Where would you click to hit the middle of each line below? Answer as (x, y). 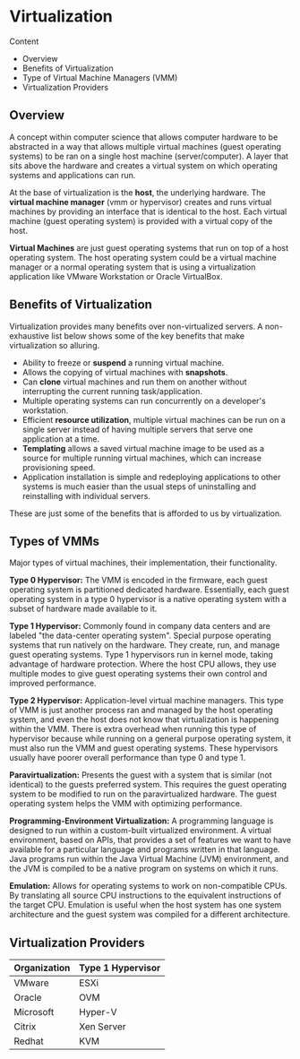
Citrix (25, 1027)
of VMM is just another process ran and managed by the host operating (141, 710)
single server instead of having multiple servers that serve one (137, 429)
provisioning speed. (59, 467)
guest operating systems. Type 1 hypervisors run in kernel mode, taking (141, 655)
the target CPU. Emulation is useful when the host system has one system (146, 905)
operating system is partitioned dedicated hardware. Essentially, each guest (149, 590)
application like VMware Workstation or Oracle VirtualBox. (116, 276)
